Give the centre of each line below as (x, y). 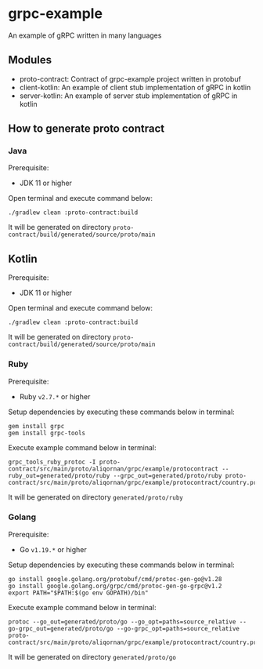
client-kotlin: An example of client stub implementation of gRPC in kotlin (135, 87)
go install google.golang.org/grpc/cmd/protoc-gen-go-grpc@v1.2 (115, 586)
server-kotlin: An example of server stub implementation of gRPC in (128, 96)
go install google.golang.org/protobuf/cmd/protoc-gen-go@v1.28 (115, 579)
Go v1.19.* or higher (53, 549)
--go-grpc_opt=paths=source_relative (178, 628)
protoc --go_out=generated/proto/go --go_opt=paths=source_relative (122, 622)
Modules (30, 60)
